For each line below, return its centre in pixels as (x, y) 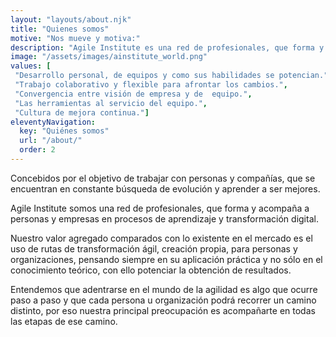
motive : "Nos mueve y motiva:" (75, 38)
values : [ (31, 66)
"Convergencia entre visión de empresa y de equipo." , (133, 94)
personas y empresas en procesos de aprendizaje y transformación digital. (164, 218)
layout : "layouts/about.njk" (71, 19)
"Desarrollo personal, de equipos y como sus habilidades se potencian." (171, 76)
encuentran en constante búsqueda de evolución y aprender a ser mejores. (165, 188)
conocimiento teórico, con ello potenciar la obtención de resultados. (151, 270)
